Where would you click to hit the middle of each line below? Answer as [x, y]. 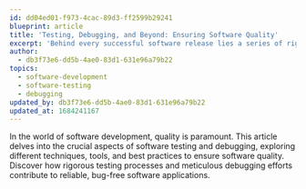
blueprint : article [46, 26]
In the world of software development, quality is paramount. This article [143, 136]
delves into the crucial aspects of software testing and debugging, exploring [153, 146]
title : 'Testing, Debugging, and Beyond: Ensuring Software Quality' [144, 35]
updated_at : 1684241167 [55, 111]
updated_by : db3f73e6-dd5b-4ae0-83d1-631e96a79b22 [107, 102]
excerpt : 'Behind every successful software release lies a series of [146, 43]
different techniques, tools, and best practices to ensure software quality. [147, 156]
